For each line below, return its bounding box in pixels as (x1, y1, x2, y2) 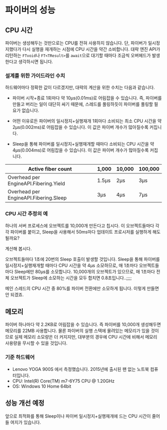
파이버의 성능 (5, 4, 56, 16)
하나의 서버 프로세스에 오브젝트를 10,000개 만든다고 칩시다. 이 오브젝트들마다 (5, 222, 155, 229)
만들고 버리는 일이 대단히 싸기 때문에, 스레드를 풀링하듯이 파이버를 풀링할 (12, 101, 153, 107)
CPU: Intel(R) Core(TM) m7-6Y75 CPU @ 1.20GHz (12, 378, 115, 384)
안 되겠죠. (5, 291, 24, 297)
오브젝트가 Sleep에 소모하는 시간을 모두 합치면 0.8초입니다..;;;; (10, 274, 132, 281)
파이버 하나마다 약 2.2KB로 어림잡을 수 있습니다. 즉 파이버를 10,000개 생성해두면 (5, 322, 161, 328)
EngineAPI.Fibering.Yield (7, 180, 66, 187)
